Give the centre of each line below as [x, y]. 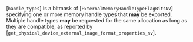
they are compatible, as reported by [49, 26]
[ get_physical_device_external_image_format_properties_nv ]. [81, 33]
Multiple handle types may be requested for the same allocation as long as [96, 20]
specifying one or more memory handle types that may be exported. [89, 14]
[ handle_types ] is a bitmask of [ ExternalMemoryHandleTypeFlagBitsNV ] [90, 8]
